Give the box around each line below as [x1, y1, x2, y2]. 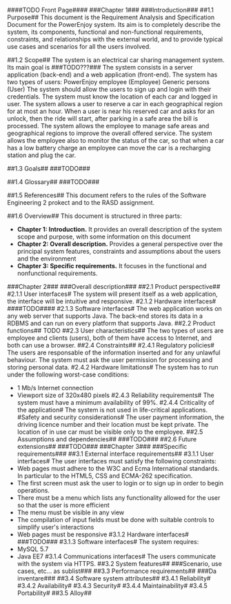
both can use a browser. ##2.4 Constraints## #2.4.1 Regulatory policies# [7, 341, 215, 349]
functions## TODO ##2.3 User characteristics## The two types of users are [7, 327, 224, 334]
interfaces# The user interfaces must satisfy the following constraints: [17, 457, 217, 465]
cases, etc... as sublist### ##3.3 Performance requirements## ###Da [17, 567, 217, 575]
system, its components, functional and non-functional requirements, [7, 28, 204, 36]
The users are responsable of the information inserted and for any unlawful [7, 348, 221, 356]
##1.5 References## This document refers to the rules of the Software [7, 191, 207, 199]
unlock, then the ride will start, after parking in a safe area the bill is [7, 114, 199, 123]
